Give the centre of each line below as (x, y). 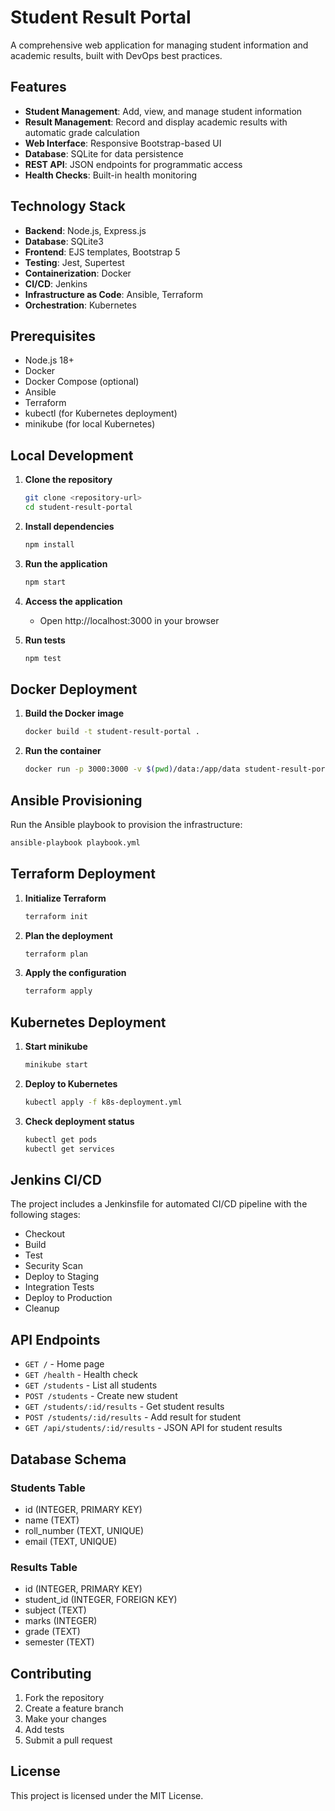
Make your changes (65, 1718)
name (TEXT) (52, 1520)
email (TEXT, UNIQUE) (71, 1541)
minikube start (56, 1065)
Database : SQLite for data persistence (104, 153)
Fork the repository (64, 1697)
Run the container (63, 751)
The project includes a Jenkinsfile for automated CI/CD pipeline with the (159, 1204)
